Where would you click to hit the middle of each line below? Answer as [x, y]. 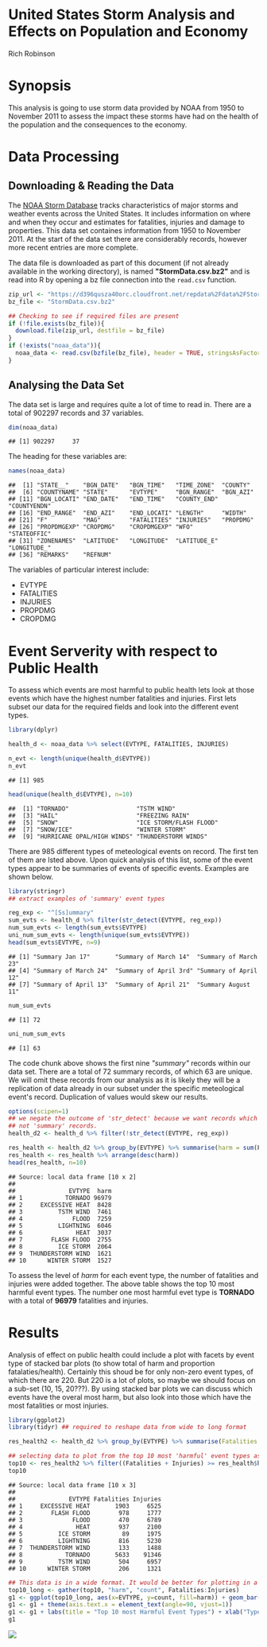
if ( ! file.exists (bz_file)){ [56, 324]
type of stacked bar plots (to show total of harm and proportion [112, 1363]
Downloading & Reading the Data [91, 186]
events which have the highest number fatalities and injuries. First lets [122, 698]
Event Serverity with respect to [113, 651]
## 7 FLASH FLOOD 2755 [60, 1239]
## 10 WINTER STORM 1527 [60, 1260]
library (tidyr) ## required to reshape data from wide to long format [128, 1428]
